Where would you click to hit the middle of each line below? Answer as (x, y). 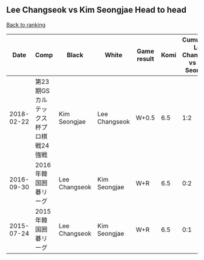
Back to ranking (26, 24)
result (145, 58)
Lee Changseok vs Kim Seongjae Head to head (97, 10)
